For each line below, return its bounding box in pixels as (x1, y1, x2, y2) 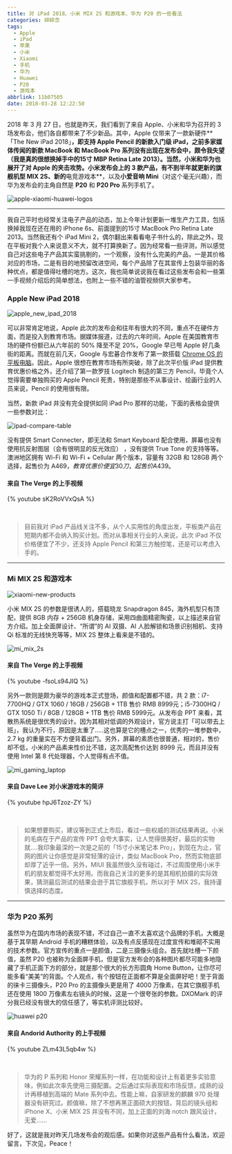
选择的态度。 (30, 887, 67, 895)
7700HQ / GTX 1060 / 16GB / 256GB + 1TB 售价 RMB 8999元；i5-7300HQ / (7, 700, 221, 708)
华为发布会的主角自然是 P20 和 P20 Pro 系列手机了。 (7, 181, 158, 189)
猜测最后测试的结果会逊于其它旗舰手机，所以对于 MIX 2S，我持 (36, 878, 216, 887)
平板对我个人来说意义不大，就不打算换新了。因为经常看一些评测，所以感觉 (12, 241, 225, 249)
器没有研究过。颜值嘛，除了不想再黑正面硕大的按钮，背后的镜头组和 (23, 1099, 218, 1107)
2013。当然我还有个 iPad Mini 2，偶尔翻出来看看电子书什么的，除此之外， (7, 233, 217, 241)
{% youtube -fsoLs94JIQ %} (7, 677, 88, 685)
